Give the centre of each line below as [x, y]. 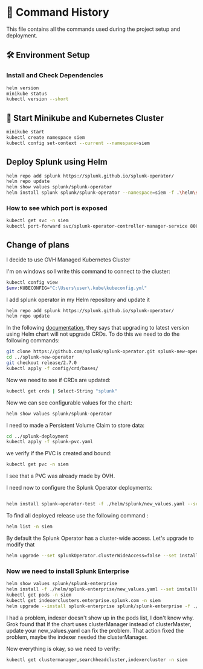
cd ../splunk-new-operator [40, 357]
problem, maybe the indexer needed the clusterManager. [77, 637]
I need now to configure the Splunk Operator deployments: [79, 488]
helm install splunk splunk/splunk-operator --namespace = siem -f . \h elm [100, 193]
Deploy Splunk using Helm [57, 162]
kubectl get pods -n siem [39, 595]
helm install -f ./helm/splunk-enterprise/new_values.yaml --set [90, 589]
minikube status [27, 94]
